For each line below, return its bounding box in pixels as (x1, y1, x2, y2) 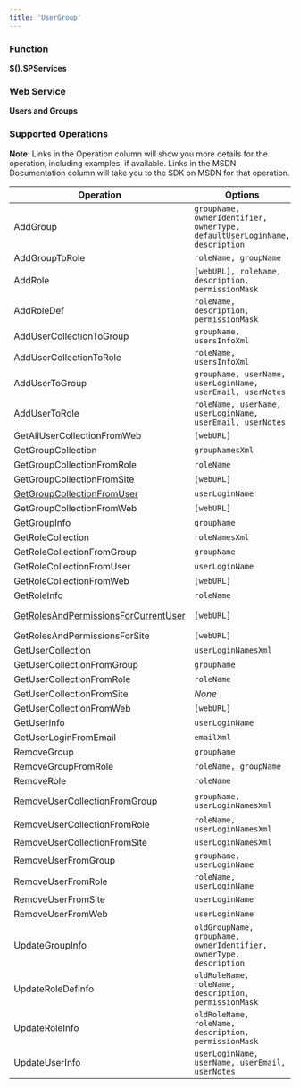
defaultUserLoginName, (194, 230, 291, 240)
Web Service (9, 85, 67, 97)
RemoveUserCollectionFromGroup (13, 795, 158, 807)
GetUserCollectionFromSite (13, 687, 129, 700)
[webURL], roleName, (194, 266, 281, 276)
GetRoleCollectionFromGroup (13, 545, 137, 558)
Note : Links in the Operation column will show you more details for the (9, 148, 268, 159)
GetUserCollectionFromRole (13, 672, 131, 685)
